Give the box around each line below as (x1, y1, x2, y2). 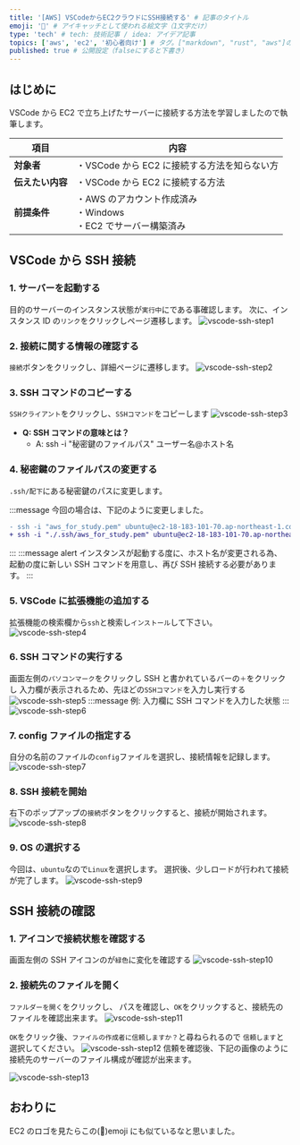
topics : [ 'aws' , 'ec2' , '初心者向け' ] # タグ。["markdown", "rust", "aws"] (9, 38, 287, 47)
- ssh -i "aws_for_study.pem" (9, 522, 122, 531)
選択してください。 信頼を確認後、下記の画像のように (9, 1042, 288, 1053)
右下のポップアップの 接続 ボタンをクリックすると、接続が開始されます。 (9, 807, 272, 818)
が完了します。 (9, 875, 64, 885)
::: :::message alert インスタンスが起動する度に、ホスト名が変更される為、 (9, 548, 283, 559)
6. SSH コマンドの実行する (9, 651, 123, 663)
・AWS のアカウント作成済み (76, 192, 198, 205)
